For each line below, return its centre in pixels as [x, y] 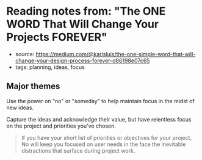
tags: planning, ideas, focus [50, 67]
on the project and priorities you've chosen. [61, 126]
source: [25, 54]
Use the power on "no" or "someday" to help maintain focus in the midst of [101, 101]
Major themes [33, 86]
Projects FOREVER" [57, 37]
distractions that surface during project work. [78, 150]
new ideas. [20, 107]
